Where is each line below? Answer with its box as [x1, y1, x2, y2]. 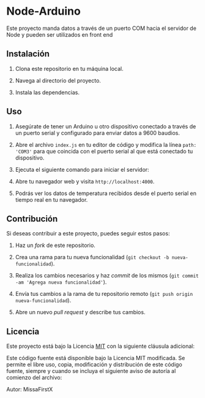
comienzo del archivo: [6, 374, 62, 381]
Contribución [6, 213, 58, 224]
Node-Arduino [6, 4, 81, 18]
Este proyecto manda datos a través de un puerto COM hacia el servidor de [6, 24, 197, 32]
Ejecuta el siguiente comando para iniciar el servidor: [15, 166, 149, 173]
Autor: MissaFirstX [6, 386, 53, 393]
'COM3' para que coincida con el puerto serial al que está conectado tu [15, 147, 193, 155]
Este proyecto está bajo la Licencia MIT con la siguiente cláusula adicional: [6, 342, 195, 350]
